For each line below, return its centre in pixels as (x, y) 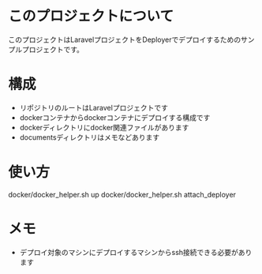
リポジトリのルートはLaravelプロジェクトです (94, 107)
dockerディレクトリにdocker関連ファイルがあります (104, 127)
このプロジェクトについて (91, 16)
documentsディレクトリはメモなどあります (90, 137)
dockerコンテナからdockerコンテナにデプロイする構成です (115, 117)
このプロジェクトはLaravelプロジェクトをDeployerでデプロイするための (125, 39)
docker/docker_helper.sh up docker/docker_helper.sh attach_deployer (122, 194)
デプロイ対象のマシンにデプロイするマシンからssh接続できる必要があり (136, 252)
